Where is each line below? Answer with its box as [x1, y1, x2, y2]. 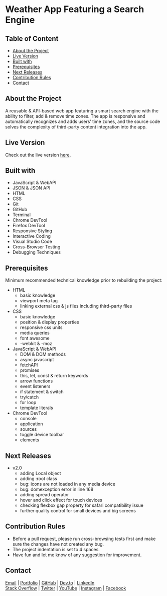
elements [20, 437, 39, 443]
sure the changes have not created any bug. [12, 541, 104, 547]
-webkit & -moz [20, 341, 53, 347]
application [20, 421, 44, 427]
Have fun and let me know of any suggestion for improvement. [12, 552, 142, 558]
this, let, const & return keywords [20, 373, 89, 379]
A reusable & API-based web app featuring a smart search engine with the [5, 107, 159, 114]
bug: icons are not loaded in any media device [20, 481, 115, 487]
